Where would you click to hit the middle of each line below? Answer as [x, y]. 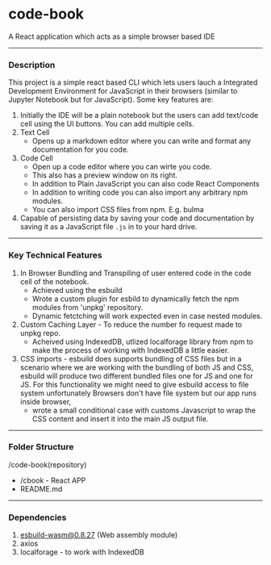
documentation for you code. [80, 149]
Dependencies [38, 517]
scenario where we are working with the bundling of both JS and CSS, [137, 367]
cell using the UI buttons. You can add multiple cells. [107, 124]
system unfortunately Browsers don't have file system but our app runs [138, 393]
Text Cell [35, 132]
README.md [41, 488]
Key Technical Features [55, 255]
